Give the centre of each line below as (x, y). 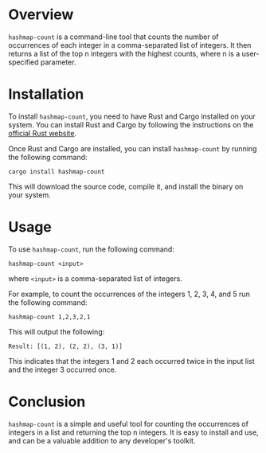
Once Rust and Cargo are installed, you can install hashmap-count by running (133, 148)
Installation (46, 94)
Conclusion (47, 402)
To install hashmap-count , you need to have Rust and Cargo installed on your (132, 116)
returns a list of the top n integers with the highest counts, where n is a (124, 53)
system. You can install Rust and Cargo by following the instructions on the (131, 124)
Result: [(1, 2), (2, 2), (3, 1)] (66, 346)
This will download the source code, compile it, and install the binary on (126, 186)
